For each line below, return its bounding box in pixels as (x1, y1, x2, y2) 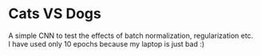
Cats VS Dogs (8, 5, 101, 23)
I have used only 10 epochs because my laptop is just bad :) (8, 39, 205, 48)
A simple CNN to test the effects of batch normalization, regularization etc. (8, 31, 254, 40)
